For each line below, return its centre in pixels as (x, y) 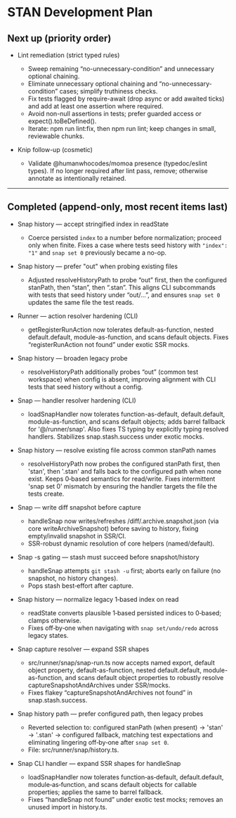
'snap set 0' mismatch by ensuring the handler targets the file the (123, 486)
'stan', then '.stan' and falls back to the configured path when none (125, 471)
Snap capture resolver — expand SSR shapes (83, 649)
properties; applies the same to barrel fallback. (96, 792)
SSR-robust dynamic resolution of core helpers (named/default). (121, 543)
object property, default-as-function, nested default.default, (115, 670)
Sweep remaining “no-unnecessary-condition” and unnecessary (121, 69)
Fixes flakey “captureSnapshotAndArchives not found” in (110, 692)
